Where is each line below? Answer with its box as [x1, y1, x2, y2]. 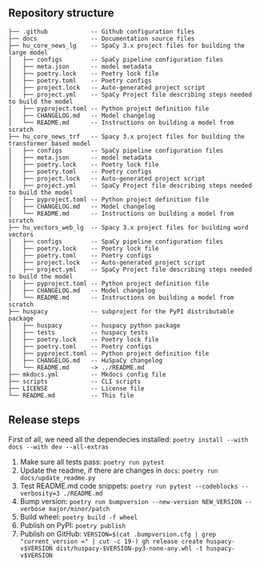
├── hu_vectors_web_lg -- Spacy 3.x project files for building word [8, 223, 249, 231]
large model [8, 48, 48, 57]
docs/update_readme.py [19, 473, 96, 482]
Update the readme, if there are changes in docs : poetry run [19, 465, 218, 475]
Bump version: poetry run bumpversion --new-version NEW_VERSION [19, 496, 242, 506]
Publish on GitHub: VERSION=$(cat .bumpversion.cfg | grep [19, 529, 217, 538]
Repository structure [8, 6, 114, 20]
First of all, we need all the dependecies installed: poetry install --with [8, 434, 249, 444]
